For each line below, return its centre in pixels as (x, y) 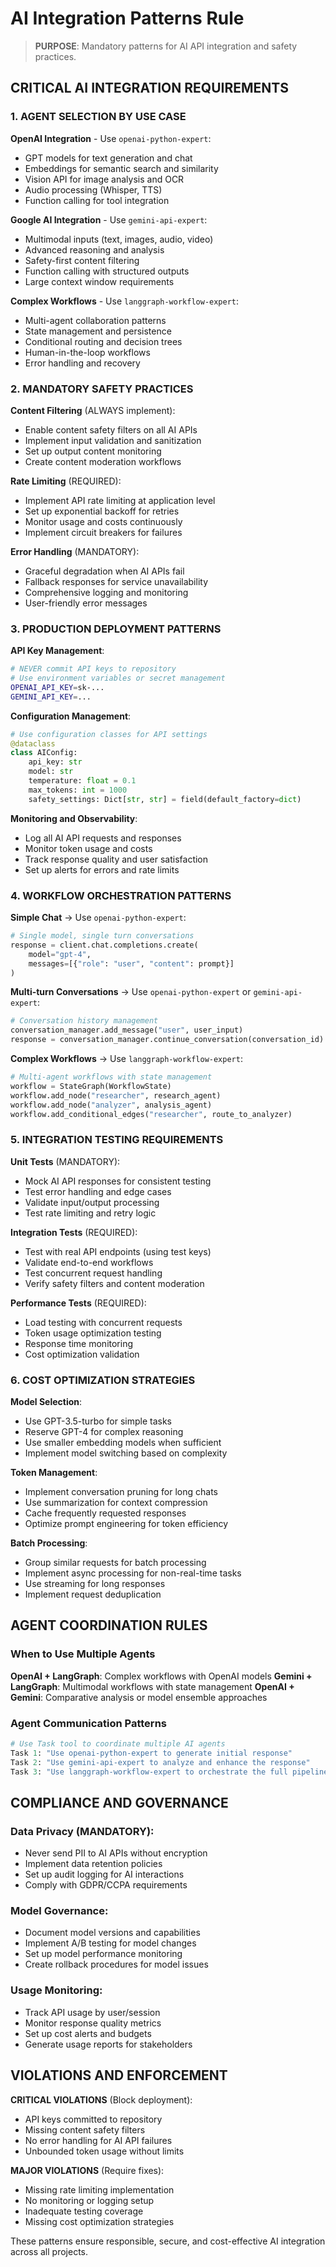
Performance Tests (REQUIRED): (78, 1303)
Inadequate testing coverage (84, 2211)
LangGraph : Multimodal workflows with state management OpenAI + (152, 1686)
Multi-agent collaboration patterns (95, 320)
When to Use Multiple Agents (83, 1654)
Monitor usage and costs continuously (103, 521)
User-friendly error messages (86, 603)
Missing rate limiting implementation (99, 2189)
